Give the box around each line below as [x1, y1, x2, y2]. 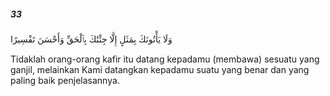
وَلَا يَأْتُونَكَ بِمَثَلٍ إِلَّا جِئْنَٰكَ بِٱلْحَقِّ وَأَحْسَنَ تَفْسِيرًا [10, 33, 173, 45]
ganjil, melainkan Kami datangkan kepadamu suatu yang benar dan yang [10, 63, 310, 75]
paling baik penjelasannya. [10, 74, 120, 86]
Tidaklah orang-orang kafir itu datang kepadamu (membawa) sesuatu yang [10, 53, 320, 65]
